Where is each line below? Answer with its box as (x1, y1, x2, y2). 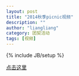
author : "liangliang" (6, 25, 59, 31)
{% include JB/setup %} (6, 52, 64, 58)
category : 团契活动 (6, 30, 50, 36)
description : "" (6, 19, 46, 25)
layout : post (6, 8, 38, 15)
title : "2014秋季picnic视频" (6, 14, 74, 20)
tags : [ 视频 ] (6, 36, 36, 42)
